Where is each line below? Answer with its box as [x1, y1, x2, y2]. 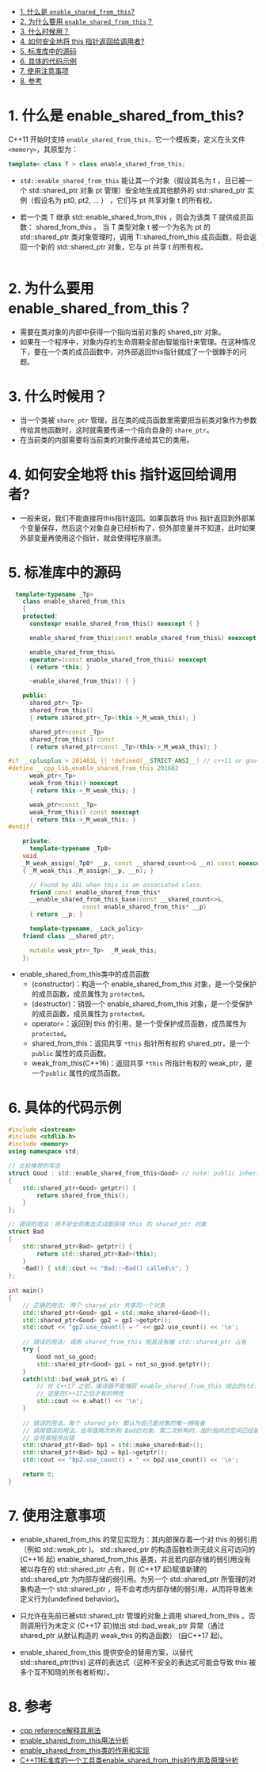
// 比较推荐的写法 [8, 1162, 61, 1170]
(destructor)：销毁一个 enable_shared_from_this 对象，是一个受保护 [31, 999, 253, 1008]
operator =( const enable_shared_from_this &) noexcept [28, 656, 207, 664]
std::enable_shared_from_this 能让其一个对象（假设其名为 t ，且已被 [19, 175, 245, 185]
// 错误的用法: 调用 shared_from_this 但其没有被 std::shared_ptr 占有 [22, 1338, 247, 1347]
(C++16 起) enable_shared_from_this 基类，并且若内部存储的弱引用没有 [19, 1554, 252, 1564]
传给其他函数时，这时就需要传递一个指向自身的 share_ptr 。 [19, 425, 214, 434]
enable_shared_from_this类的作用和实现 [19, 1745, 150, 1755]
